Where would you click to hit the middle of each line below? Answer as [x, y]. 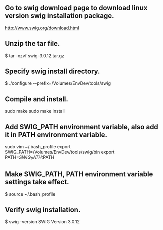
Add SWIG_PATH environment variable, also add [81, 127]
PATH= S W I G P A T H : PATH [30, 158]
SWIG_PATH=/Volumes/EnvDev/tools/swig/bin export [60, 152]
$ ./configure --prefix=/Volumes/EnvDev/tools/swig [58, 83]
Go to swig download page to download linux [76, 8]
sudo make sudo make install [35, 111]
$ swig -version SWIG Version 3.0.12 [42, 222]
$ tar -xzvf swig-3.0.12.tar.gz [35, 56]
